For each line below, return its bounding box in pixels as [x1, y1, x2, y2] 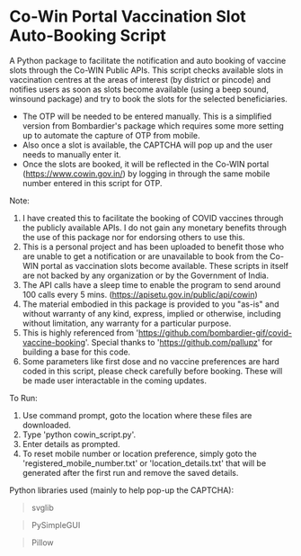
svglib [31, 502, 54, 513]
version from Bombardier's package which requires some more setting [22, 120, 285, 131]
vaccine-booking [22, 336, 86, 347]
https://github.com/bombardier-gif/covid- [137, 327, 292, 338]
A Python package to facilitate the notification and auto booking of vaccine [9, 55, 287, 66]
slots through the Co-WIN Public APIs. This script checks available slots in [9, 65, 284, 76]
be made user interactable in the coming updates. [22, 375, 207, 386]
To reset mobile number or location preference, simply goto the [22, 448, 258, 459]
